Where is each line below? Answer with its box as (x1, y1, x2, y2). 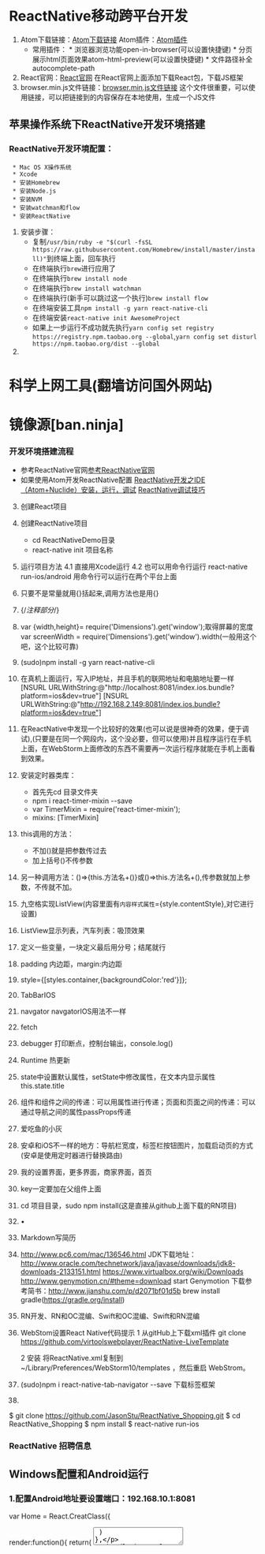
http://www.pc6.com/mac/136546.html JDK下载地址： (20, 1250, 196, 1259)
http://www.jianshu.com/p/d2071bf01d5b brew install (47, 1287, 220, 1296)
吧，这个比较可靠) (20, 642, 79, 652)
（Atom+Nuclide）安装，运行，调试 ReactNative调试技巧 (20, 485, 206, 495)
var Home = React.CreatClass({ (9, 1511, 111, 1521)
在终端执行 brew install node (32, 273, 128, 282)
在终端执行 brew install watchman (32, 283, 141, 293)
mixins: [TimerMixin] (32, 813, 99, 823)
